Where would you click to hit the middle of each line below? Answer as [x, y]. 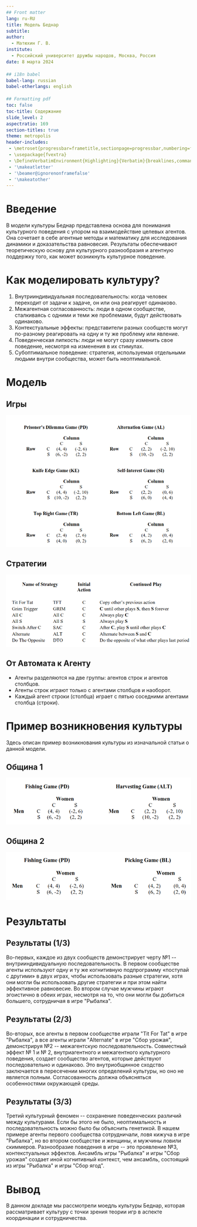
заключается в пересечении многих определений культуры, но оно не [95, 1071]
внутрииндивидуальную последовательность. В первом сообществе [93, 963]
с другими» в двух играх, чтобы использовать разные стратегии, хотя [94, 976]
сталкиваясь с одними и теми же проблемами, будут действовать [98, 315]
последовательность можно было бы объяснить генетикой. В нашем [93, 1128]
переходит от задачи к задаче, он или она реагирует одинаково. [96, 303]
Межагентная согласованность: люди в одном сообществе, [90, 309]
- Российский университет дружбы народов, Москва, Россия [84, 56]
